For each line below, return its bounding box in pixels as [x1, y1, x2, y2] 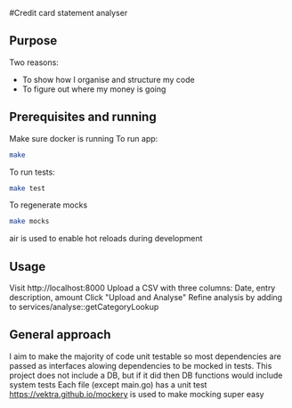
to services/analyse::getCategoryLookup [9, 302, 159, 313]
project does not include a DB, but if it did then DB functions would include [9, 370, 283, 380]
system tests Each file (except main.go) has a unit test [9, 379, 207, 390]
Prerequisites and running [9, 110, 158, 125]
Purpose [9, 33, 58, 48]
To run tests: [9, 167, 55, 177]
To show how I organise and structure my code [21, 74, 195, 85]
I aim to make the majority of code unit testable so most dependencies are [9, 351, 282, 362]
